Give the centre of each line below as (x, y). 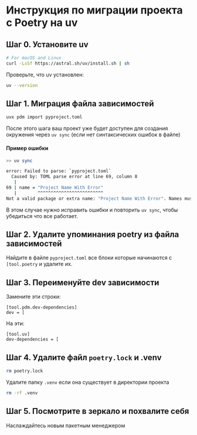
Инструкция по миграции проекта (94, 10)
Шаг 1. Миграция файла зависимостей (80, 104)
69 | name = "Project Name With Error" (55, 188)
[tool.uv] (18, 334)
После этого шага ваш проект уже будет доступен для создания (87, 128)
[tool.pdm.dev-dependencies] (42, 307)
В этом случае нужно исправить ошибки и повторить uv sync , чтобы (92, 210)
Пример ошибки (27, 148)
